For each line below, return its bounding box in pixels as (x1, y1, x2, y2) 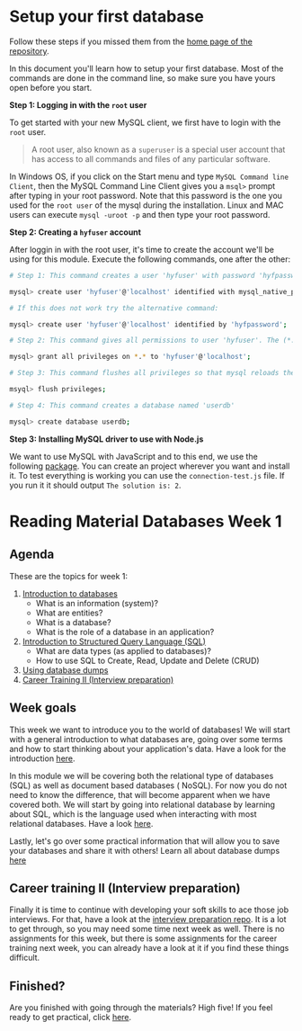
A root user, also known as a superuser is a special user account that (31, 144, 286, 155)
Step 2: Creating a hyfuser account (9, 227, 142, 238)
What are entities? (35, 607, 103, 618)
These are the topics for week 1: (9, 570, 129, 581)
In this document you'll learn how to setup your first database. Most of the (9, 63, 284, 74)
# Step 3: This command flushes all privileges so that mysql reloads (9, 369, 280, 378)
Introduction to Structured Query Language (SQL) (22, 636, 207, 647)
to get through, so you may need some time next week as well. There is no (9, 924, 285, 935)
